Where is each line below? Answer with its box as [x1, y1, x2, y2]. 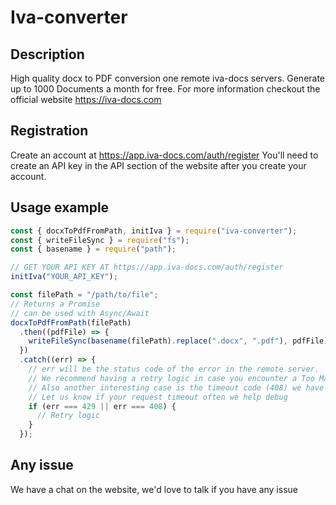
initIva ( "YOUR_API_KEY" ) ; [10, 272, 118, 282]
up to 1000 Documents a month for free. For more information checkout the [10, 83, 321, 95]
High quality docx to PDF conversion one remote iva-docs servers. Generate [10, 72, 326, 84]
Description [10, 46, 85, 63]
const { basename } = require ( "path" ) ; [10, 244, 177, 255]
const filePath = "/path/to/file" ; [10, 290, 159, 300]
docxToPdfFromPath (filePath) [10, 317, 132, 328]
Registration [10, 122, 89, 140]
